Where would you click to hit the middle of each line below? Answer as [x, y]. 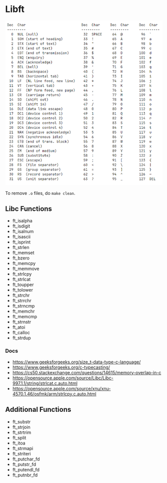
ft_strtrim [22, 432]
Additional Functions [38, 410]
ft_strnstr [22, 322]
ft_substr [21, 421]
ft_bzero [21, 258]
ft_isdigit [21, 226]
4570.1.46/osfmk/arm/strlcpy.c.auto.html [54, 394]
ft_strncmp [23, 306]
